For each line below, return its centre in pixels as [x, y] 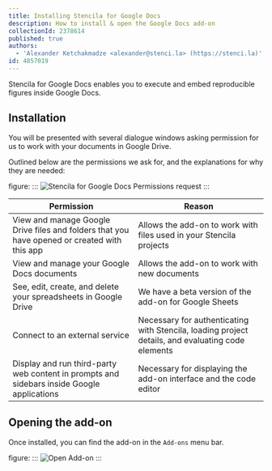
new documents [169, 274]
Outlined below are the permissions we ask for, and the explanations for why [136, 162]
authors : [23, 46]
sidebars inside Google [56, 384]
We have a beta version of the [195, 291]
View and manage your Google [71, 263]
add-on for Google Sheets [188, 302]
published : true [36, 38]
